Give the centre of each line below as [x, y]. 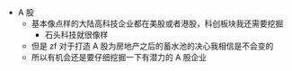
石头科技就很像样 [76, 35]
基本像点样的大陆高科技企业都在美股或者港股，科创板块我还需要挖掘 [157, 23]
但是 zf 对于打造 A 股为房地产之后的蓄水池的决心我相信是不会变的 [152, 46]
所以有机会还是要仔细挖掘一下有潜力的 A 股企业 [119, 57]
